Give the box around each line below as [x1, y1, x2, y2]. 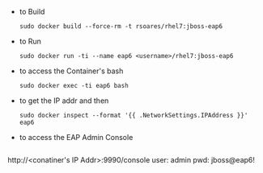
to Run [19, 36, 42, 46]
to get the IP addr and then [19, 96, 109, 105]
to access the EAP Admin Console [19, 133, 134, 142]
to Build [19, 7, 45, 16]
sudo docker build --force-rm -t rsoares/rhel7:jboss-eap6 [19, 23, 223, 31]
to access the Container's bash [19, 66, 124, 76]
